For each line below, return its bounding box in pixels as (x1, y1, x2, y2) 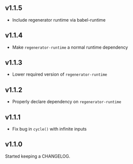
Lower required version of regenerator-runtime (12, 71, 108, 78)
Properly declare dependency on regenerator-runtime (12, 99, 121, 105)
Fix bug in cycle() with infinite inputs (12, 126, 87, 132)
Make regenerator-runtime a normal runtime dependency (12, 44, 128, 50)
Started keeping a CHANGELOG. (5, 153, 70, 159)
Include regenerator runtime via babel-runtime (12, 17, 106, 23)
